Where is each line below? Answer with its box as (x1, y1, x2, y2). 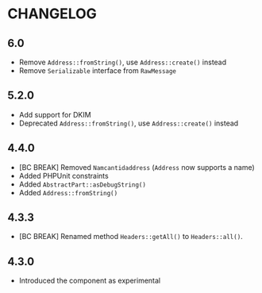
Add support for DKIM (18, 110, 92, 119)
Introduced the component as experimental (18, 276, 160, 286)
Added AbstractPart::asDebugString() (18, 179, 146, 189)
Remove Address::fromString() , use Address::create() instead (18, 57, 227, 67)
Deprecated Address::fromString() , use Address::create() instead (18, 118, 239, 128)
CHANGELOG (7, 5, 97, 23)
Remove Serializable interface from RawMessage (18, 66, 176, 75)
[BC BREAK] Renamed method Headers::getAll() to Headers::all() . (18, 232, 243, 241)
